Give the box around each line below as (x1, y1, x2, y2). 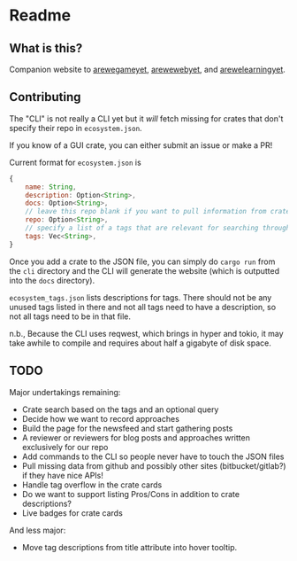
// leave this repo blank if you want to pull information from (25, 207, 267, 216)
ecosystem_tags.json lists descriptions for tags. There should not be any (9, 292, 272, 302)
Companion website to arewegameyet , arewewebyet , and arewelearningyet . (9, 64, 286, 74)
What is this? (9, 41, 83, 56)
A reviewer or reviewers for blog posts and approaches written (21, 432, 250, 443)
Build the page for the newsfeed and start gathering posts (21, 423, 233, 433)
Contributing (9, 90, 81, 105)
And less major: (9, 525, 66, 535)
